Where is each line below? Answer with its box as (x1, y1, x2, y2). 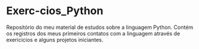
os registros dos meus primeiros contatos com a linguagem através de (6, 30, 180, 37)
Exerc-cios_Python (6, 4, 104, 18)
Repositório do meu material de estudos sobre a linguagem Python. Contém (6, 24, 194, 31)
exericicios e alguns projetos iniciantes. (6, 36, 104, 43)
